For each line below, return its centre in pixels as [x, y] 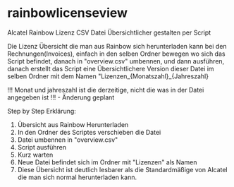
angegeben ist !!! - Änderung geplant [61, 97]
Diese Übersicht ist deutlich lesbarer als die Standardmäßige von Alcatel [122, 169]
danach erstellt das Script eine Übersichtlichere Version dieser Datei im [111, 68]
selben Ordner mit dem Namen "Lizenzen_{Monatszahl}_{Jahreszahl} [108, 76]
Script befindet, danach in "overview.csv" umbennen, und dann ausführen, [116, 61]
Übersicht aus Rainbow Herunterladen [73, 124]
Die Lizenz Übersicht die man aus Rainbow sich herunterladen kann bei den [117, 46]
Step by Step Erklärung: [42, 111]
